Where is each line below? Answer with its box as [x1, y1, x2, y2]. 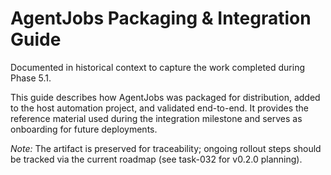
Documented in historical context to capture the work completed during [10, 61, 306, 73]
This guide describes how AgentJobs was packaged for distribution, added [10, 91, 321, 103]
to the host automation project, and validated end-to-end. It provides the [10, 102, 309, 114]
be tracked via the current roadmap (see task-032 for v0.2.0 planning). [10, 153, 303, 165]
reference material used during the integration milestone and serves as [10, 112, 303, 124]
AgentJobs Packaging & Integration [10, 7, 312, 30]
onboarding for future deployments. [10, 123, 158, 135]
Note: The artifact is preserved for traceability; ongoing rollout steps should [10, 142, 322, 154]
